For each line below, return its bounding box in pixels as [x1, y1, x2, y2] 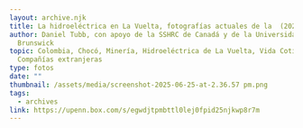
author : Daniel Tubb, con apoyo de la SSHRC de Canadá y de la [9, 30, 252, 39]
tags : [9, 88, 30, 97]
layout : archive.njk [9, 13, 87, 23]
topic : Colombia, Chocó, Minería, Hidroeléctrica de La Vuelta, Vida [9, 47, 277, 56]
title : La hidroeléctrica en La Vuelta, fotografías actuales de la [9, 22, 272, 31]
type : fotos [9, 64, 54, 73]
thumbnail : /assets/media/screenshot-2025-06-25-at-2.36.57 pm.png [9, 80, 269, 89]
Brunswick [17, 38, 54, 48]
